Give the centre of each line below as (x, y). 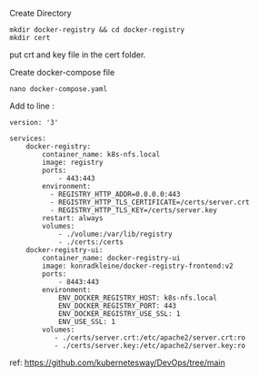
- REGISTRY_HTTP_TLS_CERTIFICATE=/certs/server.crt (149, 202)
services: (28, 138)
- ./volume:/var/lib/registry (115, 234)
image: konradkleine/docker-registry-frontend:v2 (138, 266)
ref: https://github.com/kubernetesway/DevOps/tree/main (117, 362)
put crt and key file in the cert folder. (78, 55)
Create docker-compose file (62, 72)
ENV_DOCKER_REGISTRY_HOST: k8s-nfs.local (138, 298)
